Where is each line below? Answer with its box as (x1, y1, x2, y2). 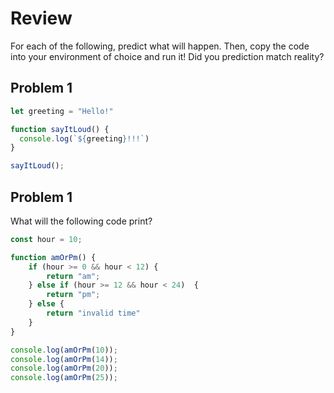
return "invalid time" (46, 308, 141, 319)
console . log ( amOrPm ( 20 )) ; (10, 363, 118, 374)
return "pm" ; (46, 290, 101, 300)
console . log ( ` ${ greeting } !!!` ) (19, 133, 150, 144)
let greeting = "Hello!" (10, 106, 114, 116)
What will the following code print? (10, 215, 153, 227)
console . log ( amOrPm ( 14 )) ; (10, 354, 118, 364)
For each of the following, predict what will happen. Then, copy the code (10, 40, 310, 52)
